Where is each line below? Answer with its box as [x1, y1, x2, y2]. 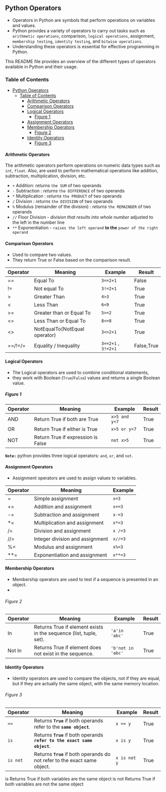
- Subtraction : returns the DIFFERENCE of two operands [12, 188, 125, 194]
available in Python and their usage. [5, 64, 78, 69]
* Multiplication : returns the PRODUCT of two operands [12, 193, 122, 199]
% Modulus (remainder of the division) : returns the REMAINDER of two [12, 203, 151, 210]
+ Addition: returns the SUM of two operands [12, 183, 102, 189]
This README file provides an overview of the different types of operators [5, 58, 156, 64]
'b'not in [110, 645, 134, 651]
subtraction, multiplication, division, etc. [5, 173, 86, 179]
